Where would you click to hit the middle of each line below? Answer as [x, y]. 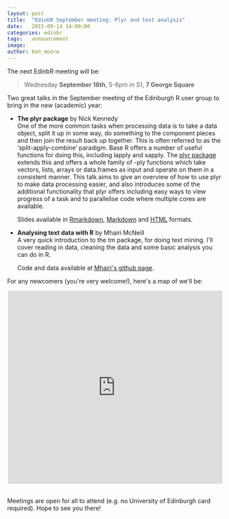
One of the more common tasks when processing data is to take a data [117, 126]
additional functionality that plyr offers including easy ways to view [111, 191]
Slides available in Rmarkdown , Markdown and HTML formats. [105, 219]
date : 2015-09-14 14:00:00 [49, 26]
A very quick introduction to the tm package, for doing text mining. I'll [115, 240]
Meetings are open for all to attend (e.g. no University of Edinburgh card [109, 500]
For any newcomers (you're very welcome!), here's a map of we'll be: [105, 281]
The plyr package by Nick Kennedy [68, 118]
